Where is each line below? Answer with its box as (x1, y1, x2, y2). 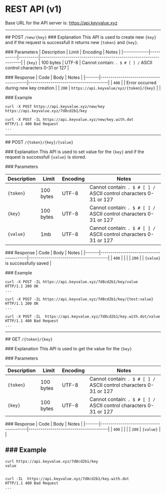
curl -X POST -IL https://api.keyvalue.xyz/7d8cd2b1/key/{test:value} (5, 296, 154, 302)
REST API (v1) (5, 3, 62, 15)
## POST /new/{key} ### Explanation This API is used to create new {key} (5, 34, 157, 40)
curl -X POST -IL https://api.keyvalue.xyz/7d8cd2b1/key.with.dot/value (5, 314, 161, 319)
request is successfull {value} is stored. (5, 154, 86, 160)
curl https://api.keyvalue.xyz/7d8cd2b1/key (5, 459, 98, 464)
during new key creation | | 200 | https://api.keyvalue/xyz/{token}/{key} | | (5, 85, 161, 91)
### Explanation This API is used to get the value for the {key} (5, 345, 132, 351)
